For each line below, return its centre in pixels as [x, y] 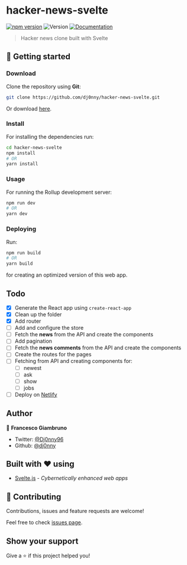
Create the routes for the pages [53, 355]
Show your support [42, 541]
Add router [28, 321]
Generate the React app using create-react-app [73, 307]
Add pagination [33, 341]
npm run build [24, 253]
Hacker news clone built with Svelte [64, 38]
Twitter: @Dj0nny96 [39, 439]
